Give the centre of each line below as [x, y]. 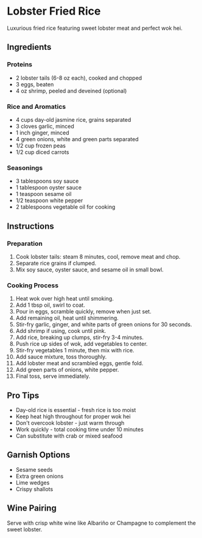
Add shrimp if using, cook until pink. [61, 331]
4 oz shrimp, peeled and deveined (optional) [71, 91]
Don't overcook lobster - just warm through [70, 423]
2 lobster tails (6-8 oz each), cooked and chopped [79, 78]
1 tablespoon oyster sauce [48, 187]
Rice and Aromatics [37, 107]
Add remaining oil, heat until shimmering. [67, 318]
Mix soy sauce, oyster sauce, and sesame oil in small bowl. [89, 270]
